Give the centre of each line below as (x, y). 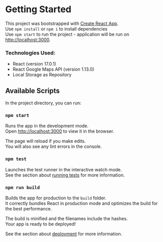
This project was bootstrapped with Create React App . (62, 23)
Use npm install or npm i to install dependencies (56, 28)
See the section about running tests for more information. (65, 175)
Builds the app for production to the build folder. (56, 198)
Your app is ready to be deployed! (40, 224)
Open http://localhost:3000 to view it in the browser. (60, 131)
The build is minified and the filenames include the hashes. (67, 218)
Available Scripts (32, 91)
